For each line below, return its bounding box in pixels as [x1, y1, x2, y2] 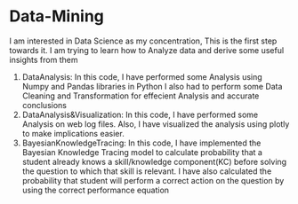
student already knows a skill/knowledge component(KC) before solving [21, 156, 287, 167]
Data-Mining [9, 6, 105, 27]
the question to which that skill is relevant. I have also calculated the [21, 166, 272, 177]
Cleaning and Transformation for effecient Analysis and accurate [21, 90, 260, 101]
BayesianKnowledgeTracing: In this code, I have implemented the [21, 137, 262, 148]
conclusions [21, 99, 67, 110]
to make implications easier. [21, 128, 125, 138]
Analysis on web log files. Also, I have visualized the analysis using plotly [21, 118, 290, 129]
